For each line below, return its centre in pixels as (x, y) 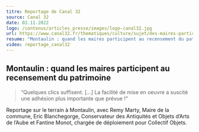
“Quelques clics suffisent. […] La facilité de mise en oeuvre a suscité (104, 92)
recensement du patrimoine (59, 78)
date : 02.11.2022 (28, 22)
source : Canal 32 (28, 17)
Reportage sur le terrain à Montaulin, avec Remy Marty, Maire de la (88, 110)
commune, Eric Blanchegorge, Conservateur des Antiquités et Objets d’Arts (98, 116)
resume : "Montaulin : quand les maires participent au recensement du (95, 39)
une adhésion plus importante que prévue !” (74, 98)
